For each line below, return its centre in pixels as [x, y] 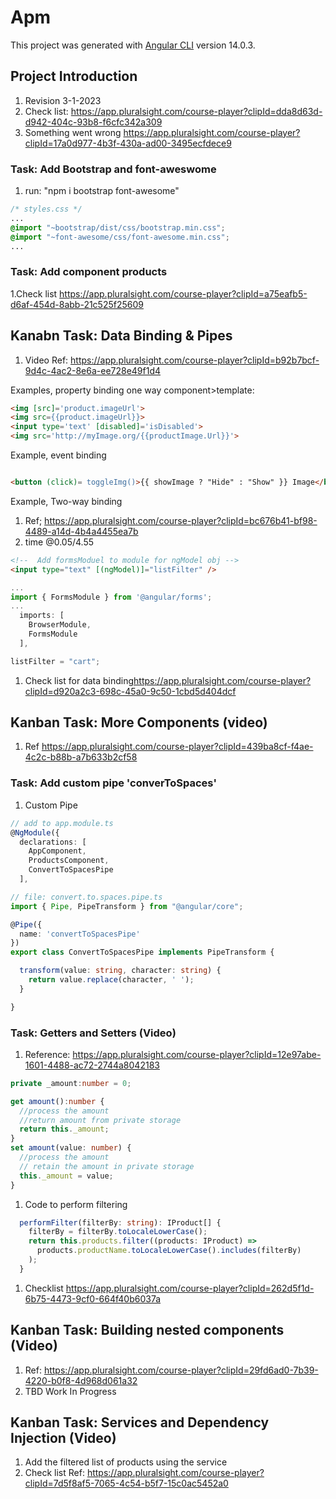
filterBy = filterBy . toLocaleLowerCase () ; [118, 1232]
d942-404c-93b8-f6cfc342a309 [93, 122]
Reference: [47, 1054]
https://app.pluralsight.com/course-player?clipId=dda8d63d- [196, 111]
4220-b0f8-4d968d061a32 [81, 1380]
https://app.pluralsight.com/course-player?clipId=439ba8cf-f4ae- [177, 747]
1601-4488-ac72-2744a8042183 [92, 1065]
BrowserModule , [60, 625]
